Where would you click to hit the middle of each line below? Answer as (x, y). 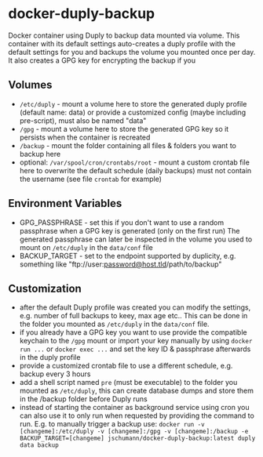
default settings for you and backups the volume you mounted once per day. (132, 52)
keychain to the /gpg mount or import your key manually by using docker (136, 341)
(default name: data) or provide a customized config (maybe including (133, 112)
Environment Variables (65, 203)
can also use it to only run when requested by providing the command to (137, 415)
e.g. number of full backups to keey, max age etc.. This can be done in (133, 316)
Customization (45, 288)
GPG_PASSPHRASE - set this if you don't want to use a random (122, 222)
